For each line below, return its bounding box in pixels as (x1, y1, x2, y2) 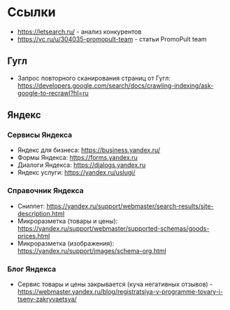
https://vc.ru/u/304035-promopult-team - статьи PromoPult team (17, 34, 208, 43)
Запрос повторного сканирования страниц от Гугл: (17, 74, 171, 82)
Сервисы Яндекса (7, 130, 73, 140)
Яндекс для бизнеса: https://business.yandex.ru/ (17, 146, 161, 154)
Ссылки (7, 4, 56, 20)
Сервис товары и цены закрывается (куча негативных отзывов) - (17, 280, 213, 288)
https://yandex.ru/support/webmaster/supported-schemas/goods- (17, 224, 210, 232)
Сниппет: (17, 201, 45, 210)
